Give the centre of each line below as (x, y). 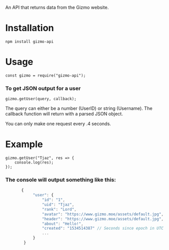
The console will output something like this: (61, 180)
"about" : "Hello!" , (62, 224)
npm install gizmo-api (29, 41)
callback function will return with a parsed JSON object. (64, 114)
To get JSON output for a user (43, 88)
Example (24, 144)
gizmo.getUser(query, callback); (41, 99)
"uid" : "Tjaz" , (58, 205)
